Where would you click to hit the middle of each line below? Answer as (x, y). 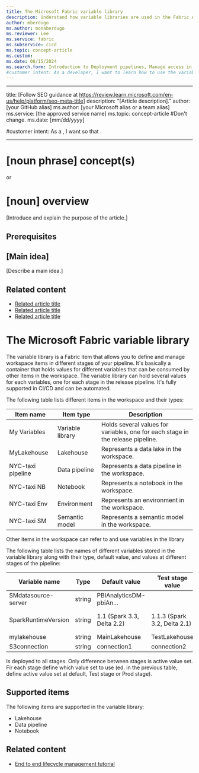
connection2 (168, 647)
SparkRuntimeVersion (39, 620)
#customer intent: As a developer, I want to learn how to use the (91, 72)
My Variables (27, 432)
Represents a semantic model (142, 517)
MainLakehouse (119, 637)
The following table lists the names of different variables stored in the (91, 551)
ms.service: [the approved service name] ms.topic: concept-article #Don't (97, 114)
